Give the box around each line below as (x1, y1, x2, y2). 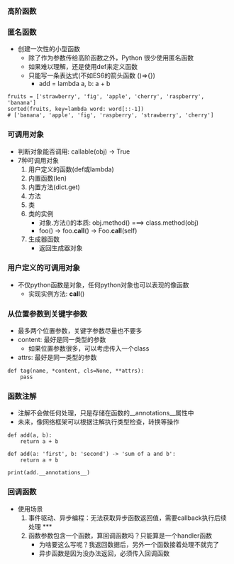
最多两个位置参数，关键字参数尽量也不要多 (17, 326, 143, 335)
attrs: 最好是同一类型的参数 (17, 353, 97, 362)
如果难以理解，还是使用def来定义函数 (28, 63, 138, 71)
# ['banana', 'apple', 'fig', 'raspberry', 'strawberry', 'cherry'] (7, 112, 214, 119)
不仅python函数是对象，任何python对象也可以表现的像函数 (17, 280, 189, 289)
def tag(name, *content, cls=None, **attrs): (7, 368, 144, 375)
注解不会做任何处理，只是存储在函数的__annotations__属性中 (17, 409, 194, 417)
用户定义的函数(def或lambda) (28, 165, 115, 174)
